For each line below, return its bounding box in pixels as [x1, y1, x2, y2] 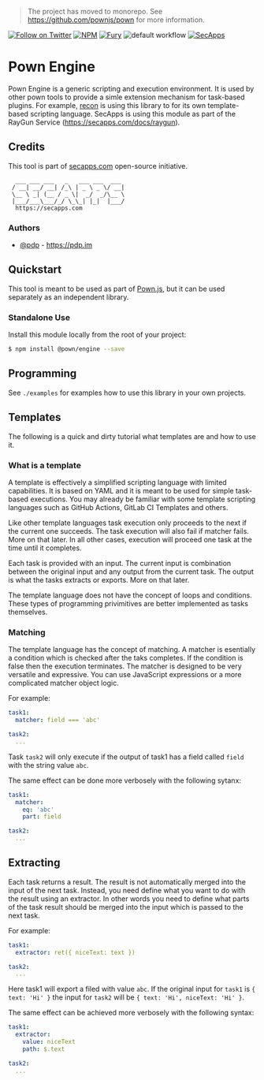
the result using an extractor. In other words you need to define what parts [8, 894, 250, 903]
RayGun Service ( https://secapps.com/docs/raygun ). [8, 117, 180, 127]
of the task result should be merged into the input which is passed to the [8, 902, 244, 911]
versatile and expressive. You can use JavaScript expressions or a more [8, 670, 242, 680]
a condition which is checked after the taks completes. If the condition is [8, 654, 244, 663]
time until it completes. [8, 543, 82, 553]
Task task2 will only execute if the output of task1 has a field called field [8, 752, 244, 762]
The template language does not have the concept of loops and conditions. [8, 590, 252, 600]
